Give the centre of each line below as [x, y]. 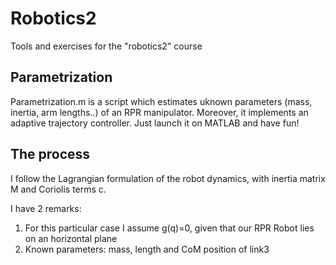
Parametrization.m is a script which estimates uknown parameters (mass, [161, 101]
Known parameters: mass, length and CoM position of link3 [147, 249]
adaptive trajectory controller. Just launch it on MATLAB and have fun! [155, 123]
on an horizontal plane [71, 238]
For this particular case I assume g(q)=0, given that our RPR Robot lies [169, 228]
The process [50, 154]
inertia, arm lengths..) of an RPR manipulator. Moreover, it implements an [159, 112]
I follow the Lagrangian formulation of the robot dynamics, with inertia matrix [168, 178]
